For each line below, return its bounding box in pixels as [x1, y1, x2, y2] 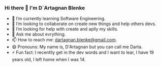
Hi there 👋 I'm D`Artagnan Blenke [4, 4, 85, 11]
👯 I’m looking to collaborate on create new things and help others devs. [11, 21, 156, 27]
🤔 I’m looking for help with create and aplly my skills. [11, 26, 119, 32]
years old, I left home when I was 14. [11, 57, 86, 63]
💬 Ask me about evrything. [11, 32, 66, 37]
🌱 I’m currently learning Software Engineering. [11, 16, 106, 22]
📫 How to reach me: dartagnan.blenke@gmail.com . [11, 37, 117, 43]
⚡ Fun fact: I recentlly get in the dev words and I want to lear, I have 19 [11, 49, 154, 56]
